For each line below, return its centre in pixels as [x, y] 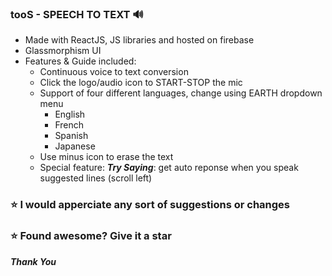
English [70, 114]
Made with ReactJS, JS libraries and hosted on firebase [139, 40]
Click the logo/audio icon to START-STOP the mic [141, 83]
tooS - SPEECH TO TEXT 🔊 [77, 14]
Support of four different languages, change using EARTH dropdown [181, 93]
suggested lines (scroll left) [96, 178]
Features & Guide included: [80, 61]
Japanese [75, 146]
